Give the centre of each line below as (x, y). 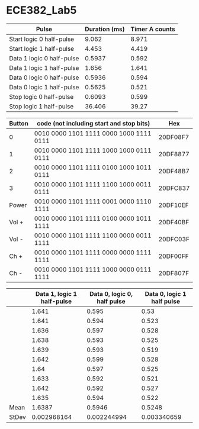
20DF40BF (174, 222)
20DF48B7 (174, 171)
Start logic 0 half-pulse (42, 39)
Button (19, 123)
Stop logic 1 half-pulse (41, 106)
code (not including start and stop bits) (94, 123)
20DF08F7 (174, 137)
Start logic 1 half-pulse (42, 49)
